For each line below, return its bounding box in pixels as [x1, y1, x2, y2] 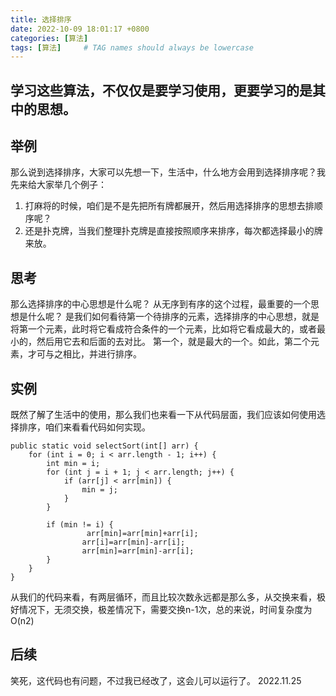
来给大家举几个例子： [18, 179, 107, 191]
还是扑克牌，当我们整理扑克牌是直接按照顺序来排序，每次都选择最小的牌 [24, 225, 323, 237]
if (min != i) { [46, 520, 114, 530]
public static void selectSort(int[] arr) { [10, 441, 199, 451]
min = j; [81, 485, 118, 495]
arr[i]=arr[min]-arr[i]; [81, 537, 186, 548]
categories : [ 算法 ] [10, 33, 89, 43]
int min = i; [46, 459, 101, 469]
